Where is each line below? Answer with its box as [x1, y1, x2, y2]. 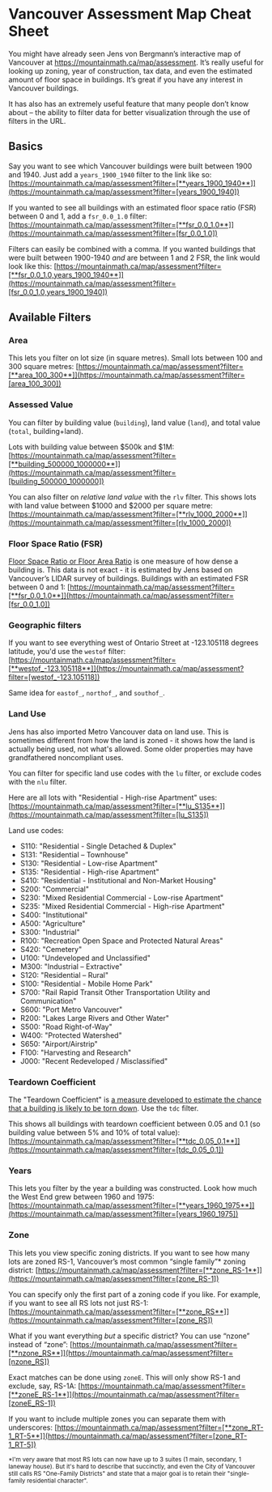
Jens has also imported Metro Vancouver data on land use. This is [8, 726, 229, 737]
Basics [8, 139, 43, 154]
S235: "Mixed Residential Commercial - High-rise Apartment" [19, 901, 225, 911]
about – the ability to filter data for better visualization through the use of [8, 107, 251, 117]
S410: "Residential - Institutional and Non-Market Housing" [19, 875, 217, 885]
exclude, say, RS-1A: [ [8, 1381, 81, 1391]
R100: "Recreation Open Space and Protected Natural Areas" [19, 936, 223, 946]
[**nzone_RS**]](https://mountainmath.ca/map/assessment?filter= [8, 1348, 234, 1358]
